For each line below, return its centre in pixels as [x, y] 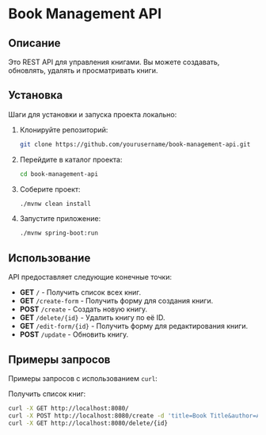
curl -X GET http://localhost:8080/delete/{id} [88, 423]
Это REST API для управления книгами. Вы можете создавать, [114, 62]
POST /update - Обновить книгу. [74, 334]
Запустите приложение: [60, 219]
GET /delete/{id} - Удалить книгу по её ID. [92, 318]
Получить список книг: [47, 394]
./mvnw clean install [55, 204]
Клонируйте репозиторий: [64, 130]
